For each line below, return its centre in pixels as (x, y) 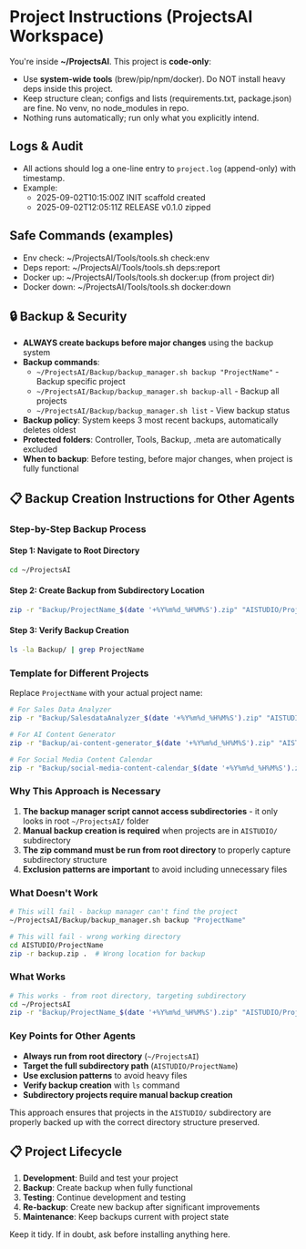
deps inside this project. (68, 88)
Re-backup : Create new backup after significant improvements (141, 1207)
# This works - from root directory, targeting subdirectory (128, 996)
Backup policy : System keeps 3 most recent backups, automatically (150, 420)
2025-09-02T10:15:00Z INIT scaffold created (121, 197)
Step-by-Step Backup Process (78, 528)
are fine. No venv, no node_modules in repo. (106, 107)
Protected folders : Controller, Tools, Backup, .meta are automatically (152, 440)
